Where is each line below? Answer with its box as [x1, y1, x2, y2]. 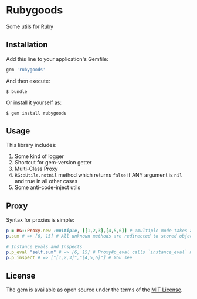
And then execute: [6, 77, 50, 84]
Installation [6, 40, 48, 50]
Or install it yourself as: [6, 99, 62, 106]
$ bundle [6, 88, 28, 94]
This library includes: [6, 142, 57, 149]
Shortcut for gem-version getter [14, 159, 92, 166]
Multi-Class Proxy [14, 165, 58, 173]
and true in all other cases [14, 178, 78, 185]
